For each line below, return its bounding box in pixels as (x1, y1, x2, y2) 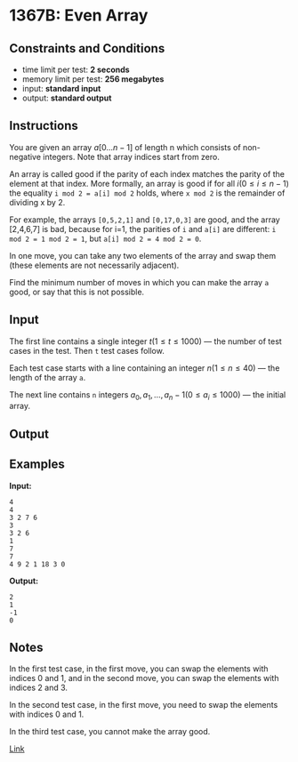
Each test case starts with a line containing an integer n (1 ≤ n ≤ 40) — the (9, 362, 280, 373)
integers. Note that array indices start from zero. (43, 151, 220, 162)
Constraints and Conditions (9, 41, 165, 56)
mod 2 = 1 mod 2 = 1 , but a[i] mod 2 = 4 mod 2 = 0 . (9, 233, 202, 244)
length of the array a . (9, 372, 86, 382)
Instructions (9, 118, 78, 133)
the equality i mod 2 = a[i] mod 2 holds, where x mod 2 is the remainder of (9, 188, 286, 198)
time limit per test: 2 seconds (21, 64, 131, 75)
